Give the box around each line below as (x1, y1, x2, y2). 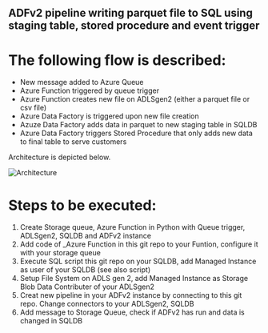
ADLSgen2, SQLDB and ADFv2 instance (19, 231, 152, 241)
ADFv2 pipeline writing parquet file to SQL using (8, 6, 254, 20)
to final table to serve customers (19, 137, 127, 146)
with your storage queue (19, 248, 102, 258)
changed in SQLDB (19, 316, 82, 326)
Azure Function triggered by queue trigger (19, 86, 160, 95)
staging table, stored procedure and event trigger (8, 19, 260, 33)
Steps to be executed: (8, 196, 157, 215)
